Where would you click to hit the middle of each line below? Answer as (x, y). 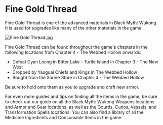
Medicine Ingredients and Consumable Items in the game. (64, 117)
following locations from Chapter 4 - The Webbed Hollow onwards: (73, 52)
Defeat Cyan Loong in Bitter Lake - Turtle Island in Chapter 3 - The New (85, 62)
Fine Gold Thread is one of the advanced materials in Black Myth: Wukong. (81, 23)
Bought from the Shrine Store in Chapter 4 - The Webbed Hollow (78, 77)
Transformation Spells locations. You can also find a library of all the (75, 112)
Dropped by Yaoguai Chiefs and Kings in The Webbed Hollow (75, 72)
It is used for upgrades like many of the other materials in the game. (74, 28)
